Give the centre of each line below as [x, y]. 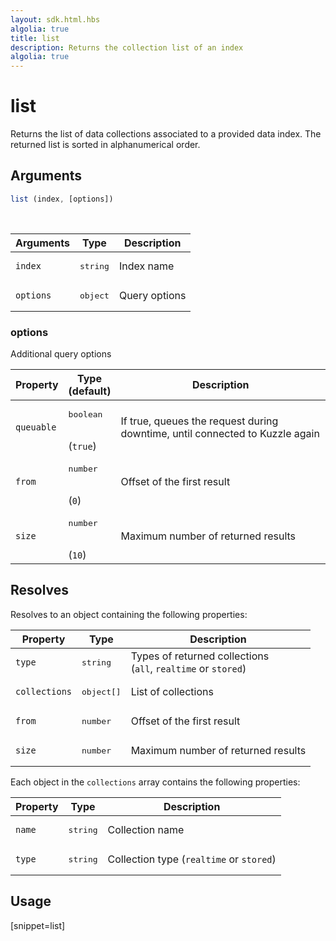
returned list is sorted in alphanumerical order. [105, 145]
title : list [35, 38]
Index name [146, 266]
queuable [36, 427]
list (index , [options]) [62, 199]
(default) [90, 391]
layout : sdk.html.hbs [55, 19]
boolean [85, 414]
